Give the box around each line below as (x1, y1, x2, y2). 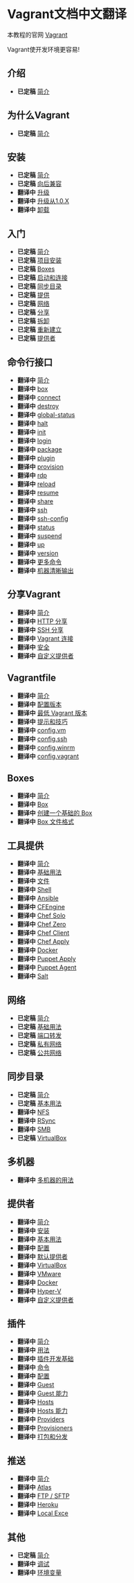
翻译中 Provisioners (17, 1424, 73, 1432)
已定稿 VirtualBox (17, 1134, 67, 1142)
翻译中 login (17, 437, 52, 445)
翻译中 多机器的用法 (17, 1175, 74, 1184)
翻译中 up (17, 541, 45, 548)
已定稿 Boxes (17, 265, 55, 274)
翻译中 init (17, 428, 46, 436)
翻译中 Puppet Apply (17, 955, 76, 963)
